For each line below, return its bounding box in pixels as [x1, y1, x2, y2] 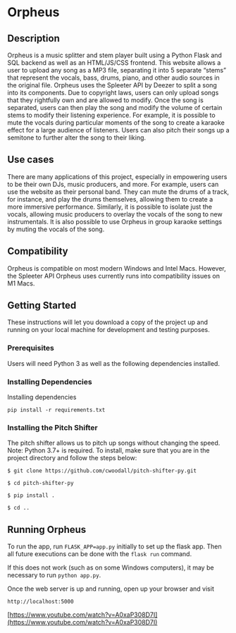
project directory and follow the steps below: [7, 454, 137, 462]
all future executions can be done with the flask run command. [7, 550, 192, 558]
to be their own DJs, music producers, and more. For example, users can [7, 180, 219, 188]
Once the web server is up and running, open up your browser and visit [7, 584, 215, 593]
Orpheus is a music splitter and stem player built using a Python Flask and [7, 51, 222, 59]
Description [7, 32, 60, 44]
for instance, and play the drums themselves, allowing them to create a [7, 195, 213, 203]
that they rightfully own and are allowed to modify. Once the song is [7, 96, 204, 104]
